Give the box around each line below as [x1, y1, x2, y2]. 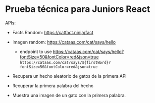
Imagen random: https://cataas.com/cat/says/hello [12, 39, 116, 45]
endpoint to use [19, 49, 52, 54]
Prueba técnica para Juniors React [5, 3, 151, 15]
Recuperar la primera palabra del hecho [12, 83, 94, 89]
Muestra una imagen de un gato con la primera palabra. [12, 92, 126, 98]
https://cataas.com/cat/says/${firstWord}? [19, 60, 111, 65]
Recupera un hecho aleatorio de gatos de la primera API [12, 73, 127, 79]
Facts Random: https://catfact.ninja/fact [12, 29, 94, 35]
